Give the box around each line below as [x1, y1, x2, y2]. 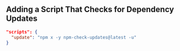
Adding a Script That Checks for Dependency [6, 5, 174, 14]
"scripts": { [6, 29, 38, 35]
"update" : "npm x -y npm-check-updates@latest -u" [11, 34, 137, 40]
